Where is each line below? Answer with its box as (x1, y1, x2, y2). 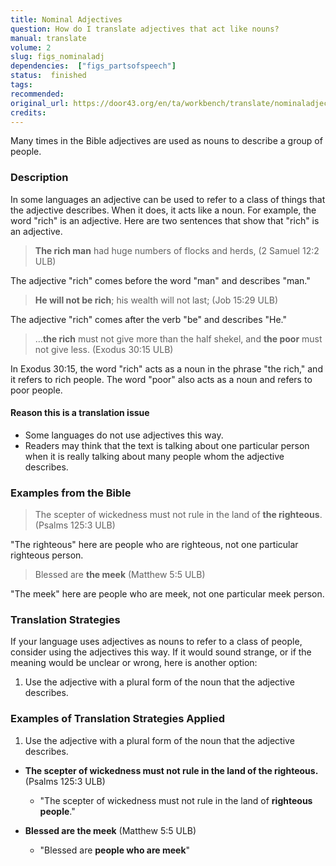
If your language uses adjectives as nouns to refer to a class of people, (10, 636, 303, 648)
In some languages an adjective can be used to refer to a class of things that (10, 193, 326, 205)
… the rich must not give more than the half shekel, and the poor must (34, 332, 323, 345)
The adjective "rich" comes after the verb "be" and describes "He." (10, 313, 287, 325)
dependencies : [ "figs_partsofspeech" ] (10, 61, 177, 71)
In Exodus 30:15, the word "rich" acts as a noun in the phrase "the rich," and (10, 362, 323, 375)
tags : (10, 80, 33, 90)
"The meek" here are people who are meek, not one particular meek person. (10, 588, 325, 600)
